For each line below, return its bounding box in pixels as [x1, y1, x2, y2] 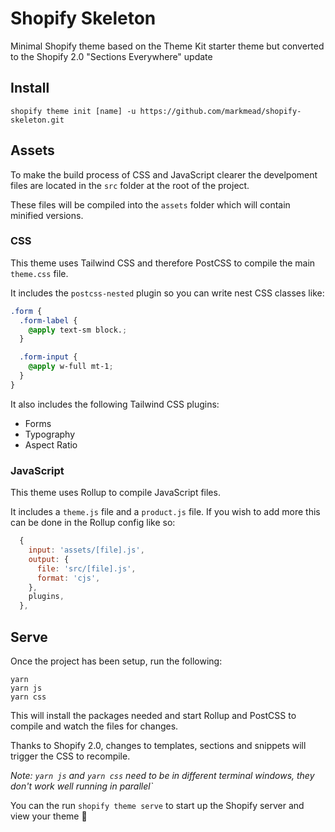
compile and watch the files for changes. [10, 720, 179, 732]
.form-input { [19, 352, 78, 362]
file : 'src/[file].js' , [36, 563, 137, 574]
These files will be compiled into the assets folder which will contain [10, 198, 291, 211]
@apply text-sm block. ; [28, 325, 128, 335]
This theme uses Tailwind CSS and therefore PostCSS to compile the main [10, 257, 316, 269]
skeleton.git [10, 115, 65, 125]
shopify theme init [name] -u [10, 106, 137, 116]
